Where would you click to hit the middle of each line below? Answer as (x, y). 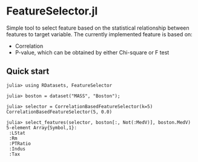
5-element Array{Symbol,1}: (42, 128)
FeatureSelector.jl (52, 11)
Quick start (28, 72)
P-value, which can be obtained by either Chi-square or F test (92, 52)
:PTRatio (20, 143)
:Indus (17, 149)
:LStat (17, 133)
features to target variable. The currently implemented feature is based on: (99, 34)
